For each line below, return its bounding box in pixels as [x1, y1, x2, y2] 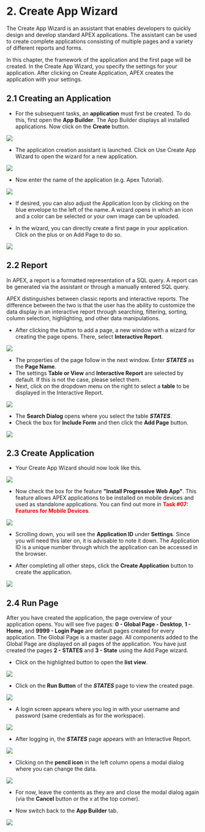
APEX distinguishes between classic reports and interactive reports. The [6, 295, 189, 302]
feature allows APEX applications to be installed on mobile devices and [15, 494, 194, 501]
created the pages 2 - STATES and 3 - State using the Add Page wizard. [6, 647, 188, 654]
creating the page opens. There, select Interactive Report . [15, 333, 163, 340]
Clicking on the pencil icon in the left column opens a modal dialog [15, 759, 184, 766]
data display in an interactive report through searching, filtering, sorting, [6, 308, 188, 315]
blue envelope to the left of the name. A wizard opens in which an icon [15, 206, 193, 213]
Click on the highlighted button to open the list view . [15, 658, 148, 666]
